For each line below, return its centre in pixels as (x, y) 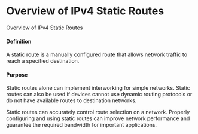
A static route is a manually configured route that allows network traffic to (97, 54)
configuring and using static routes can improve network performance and (98, 118)
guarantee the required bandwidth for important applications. (82, 125)
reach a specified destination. (43, 61)
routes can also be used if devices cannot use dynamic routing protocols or (99, 95)
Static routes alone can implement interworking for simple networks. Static (98, 88)
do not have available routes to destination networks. (71, 100)
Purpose (17, 74)
